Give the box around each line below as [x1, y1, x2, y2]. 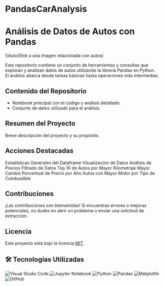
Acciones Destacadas [5, 146, 74, 155]
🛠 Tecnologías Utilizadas [5, 255, 84, 263]
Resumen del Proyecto [5, 119, 76, 128]
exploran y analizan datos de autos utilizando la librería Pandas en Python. [5, 67, 156, 73]
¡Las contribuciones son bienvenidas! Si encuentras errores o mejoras [5, 202, 147, 208]
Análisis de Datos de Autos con [5, 26, 135, 37]
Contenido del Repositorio [5, 87, 87, 95]
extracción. [5, 213, 28, 219]
